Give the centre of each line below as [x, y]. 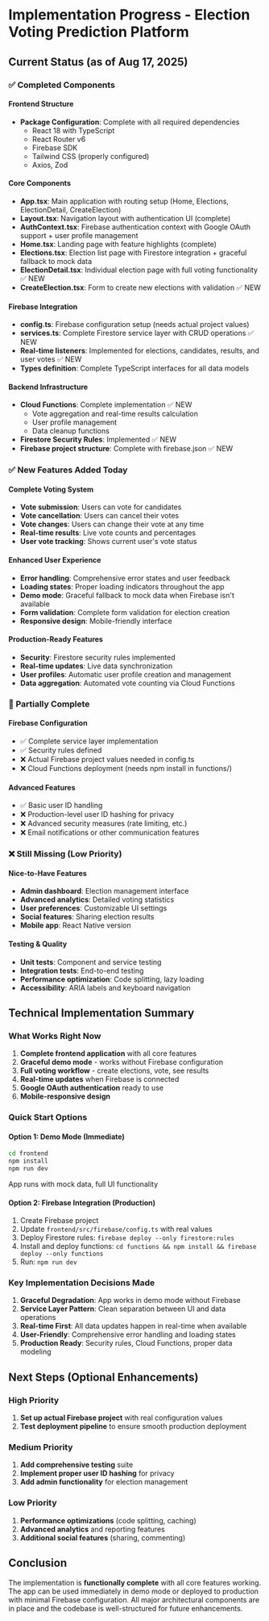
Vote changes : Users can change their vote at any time [112, 524]
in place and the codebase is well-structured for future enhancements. [126, 1608]
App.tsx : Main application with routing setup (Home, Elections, [124, 201]
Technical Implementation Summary [101, 1013]
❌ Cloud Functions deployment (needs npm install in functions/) [126, 768]
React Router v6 [59, 139]
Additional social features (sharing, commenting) [103, 1537]
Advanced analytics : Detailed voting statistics [97, 900]
